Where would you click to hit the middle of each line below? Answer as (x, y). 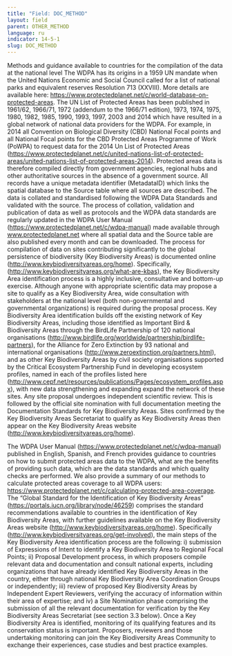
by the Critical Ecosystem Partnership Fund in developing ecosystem (105, 367)
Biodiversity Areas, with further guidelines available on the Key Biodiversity (114, 520)
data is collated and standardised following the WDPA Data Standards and (112, 198)
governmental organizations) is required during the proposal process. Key (112, 308)
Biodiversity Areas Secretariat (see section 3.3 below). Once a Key (102, 616)
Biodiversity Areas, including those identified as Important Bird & (99, 323)
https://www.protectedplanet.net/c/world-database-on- (129, 95)
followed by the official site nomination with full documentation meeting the (114, 403)
